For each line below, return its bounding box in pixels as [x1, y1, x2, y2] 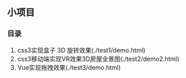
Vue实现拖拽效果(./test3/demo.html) [17, 63, 121, 71]
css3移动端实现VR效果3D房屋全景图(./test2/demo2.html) [17, 55, 180, 63]
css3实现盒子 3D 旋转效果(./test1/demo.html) [17, 46, 146, 54]
